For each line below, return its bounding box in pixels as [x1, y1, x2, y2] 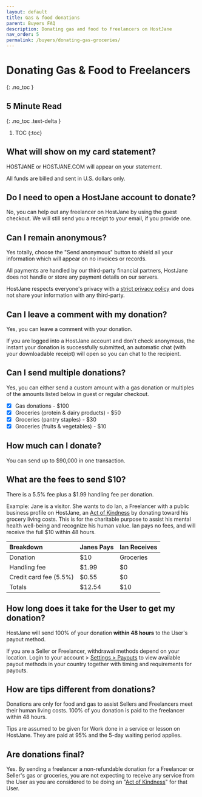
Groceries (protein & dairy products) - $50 [15, 409, 121, 416]
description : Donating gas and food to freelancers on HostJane [6, 26, 172, 32]
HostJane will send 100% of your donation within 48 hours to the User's [6, 629, 188, 636]
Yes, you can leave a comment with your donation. [6, 325, 132, 332]
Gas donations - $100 [15, 402, 70, 409]
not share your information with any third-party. [6, 291, 126, 299]
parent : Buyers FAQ [6, 20, 56, 26]
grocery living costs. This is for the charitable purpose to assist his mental [6, 515, 191, 523]
